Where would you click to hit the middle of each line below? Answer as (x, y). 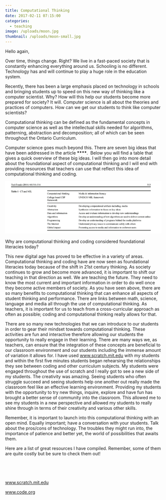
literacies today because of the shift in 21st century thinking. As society (78, 267)
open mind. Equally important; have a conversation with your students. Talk (82, 423)
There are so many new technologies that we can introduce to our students (82, 324)
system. (13, 77)
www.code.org (20, 492)
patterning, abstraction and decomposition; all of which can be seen (75, 133)
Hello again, (17, 51)
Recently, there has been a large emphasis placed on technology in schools (82, 86)
